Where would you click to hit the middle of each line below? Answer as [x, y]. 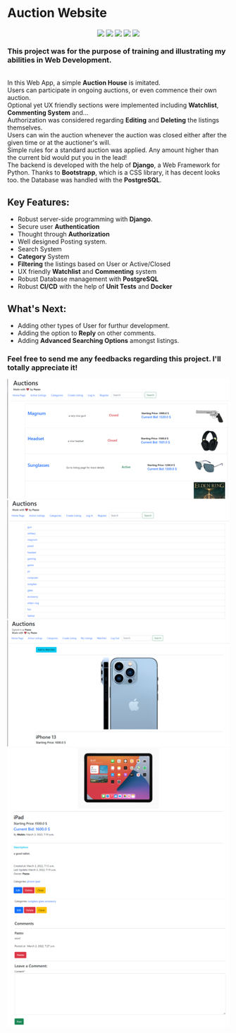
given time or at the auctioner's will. [59, 143]
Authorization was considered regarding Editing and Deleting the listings [113, 120]
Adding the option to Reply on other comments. [87, 333]
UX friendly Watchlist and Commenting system [87, 272]
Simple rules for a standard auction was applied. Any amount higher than [113, 150]
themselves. [25, 127]
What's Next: [37, 309]
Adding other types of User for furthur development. [94, 326]
